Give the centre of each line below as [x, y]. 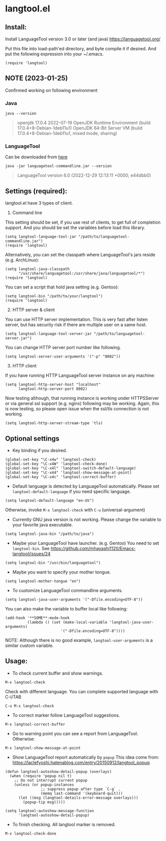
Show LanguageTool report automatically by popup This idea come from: [86, 757]
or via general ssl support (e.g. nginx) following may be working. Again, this [82, 403]
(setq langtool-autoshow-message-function [50, 811]
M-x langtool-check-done [31, 834]
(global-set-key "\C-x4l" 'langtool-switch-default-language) [71, 469]
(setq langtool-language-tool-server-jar [49, 334]
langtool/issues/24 [31, 554]
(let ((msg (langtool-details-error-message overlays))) [78, 798]
